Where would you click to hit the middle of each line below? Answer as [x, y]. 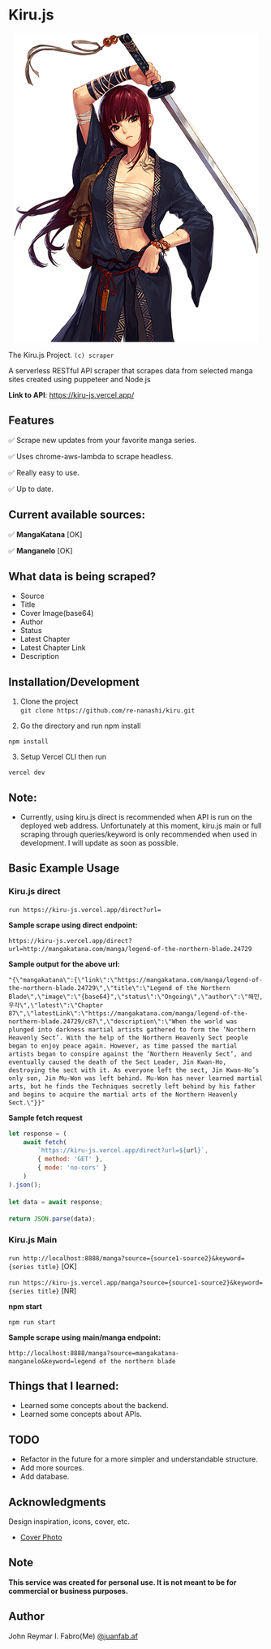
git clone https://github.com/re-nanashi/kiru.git [108, 711]
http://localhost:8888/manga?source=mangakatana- [94, 1353]
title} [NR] [57, 1290]
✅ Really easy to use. [44, 472]
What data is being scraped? [82, 577]
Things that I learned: [64, 1386]
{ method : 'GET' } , [71, 1159]
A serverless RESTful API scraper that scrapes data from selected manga [131, 370]
